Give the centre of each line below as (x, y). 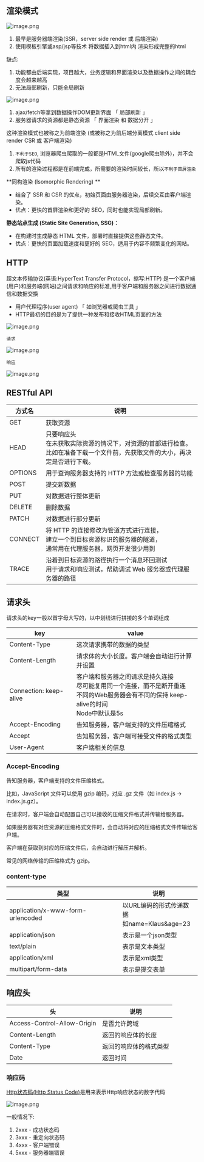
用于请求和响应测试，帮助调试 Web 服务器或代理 (114, 569)
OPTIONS (23, 473)
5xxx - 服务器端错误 (40, 1152)
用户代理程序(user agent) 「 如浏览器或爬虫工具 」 (78, 306)
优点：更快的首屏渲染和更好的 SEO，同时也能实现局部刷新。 (90, 210)
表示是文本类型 (144, 946)
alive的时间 (92, 705)
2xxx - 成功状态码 (37, 1130)
